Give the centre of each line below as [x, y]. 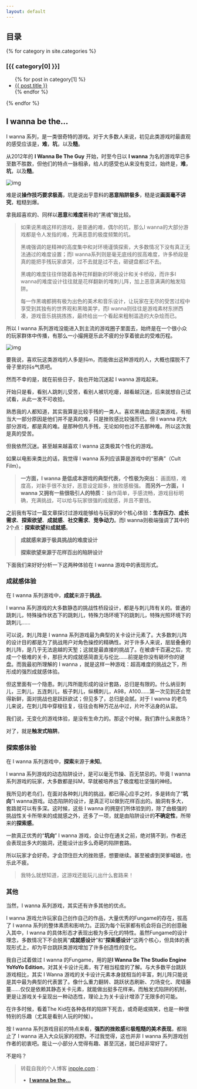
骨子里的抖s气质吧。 [31, 367]
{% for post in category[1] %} [50, 79]
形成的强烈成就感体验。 [34, 671]
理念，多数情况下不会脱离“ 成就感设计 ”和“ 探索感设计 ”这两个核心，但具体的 [95, 940]
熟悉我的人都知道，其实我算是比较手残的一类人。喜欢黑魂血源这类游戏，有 [96, 411]
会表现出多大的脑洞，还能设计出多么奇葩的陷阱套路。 [70, 843]
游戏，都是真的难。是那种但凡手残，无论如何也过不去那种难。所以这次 [101, 426]
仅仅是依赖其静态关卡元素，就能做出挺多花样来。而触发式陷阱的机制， [105, 989]
